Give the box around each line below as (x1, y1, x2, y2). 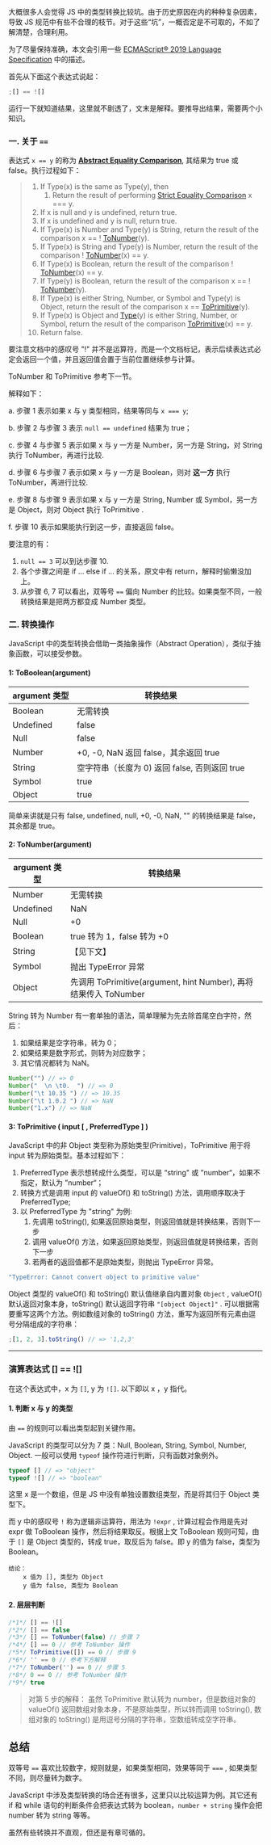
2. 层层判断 (8, 1600, 46, 1610)
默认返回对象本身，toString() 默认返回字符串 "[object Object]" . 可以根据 (8, 1299, 252, 1309)
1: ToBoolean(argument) (8, 668, 91, 678)
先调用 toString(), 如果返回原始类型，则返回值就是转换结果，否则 (31, 1217, 247, 1226)
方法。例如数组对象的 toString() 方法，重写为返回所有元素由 (50, 1309, 249, 1319)
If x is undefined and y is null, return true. (40, 216, 177, 226)
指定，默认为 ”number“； (19, 1178, 104, 1187)
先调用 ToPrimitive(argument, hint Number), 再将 (69, 976, 254, 987)
